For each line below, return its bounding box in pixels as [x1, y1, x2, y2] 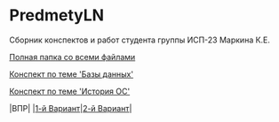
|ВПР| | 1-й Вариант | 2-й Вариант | [9, 103, 132, 113]
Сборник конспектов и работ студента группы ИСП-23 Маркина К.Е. [9, 34, 271, 45]
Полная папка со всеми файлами [9, 51, 136, 62]
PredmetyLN [9, 5, 105, 26]
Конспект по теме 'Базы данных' [9, 68, 134, 80]
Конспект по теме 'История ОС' [9, 86, 131, 96]
